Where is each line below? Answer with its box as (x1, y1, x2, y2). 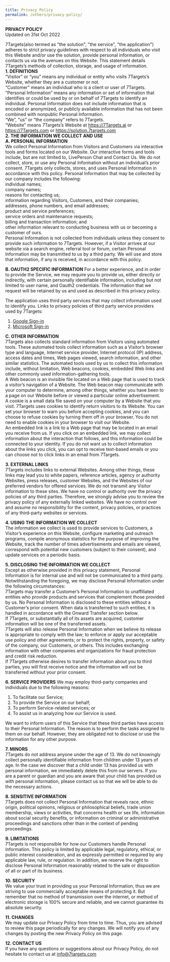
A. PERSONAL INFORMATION (5, 138, 68, 144)
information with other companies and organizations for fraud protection (5, 647, 156, 653)
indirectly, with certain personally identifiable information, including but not (5, 277, 161, 283)
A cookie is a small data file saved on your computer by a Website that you (5, 398, 161, 404)
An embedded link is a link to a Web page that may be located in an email (5, 425, 158, 431)
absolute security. (5, 904, 43, 910)
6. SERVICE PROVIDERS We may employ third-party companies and (5, 679, 148, 685)
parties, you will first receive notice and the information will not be (5, 663, 143, 670)
